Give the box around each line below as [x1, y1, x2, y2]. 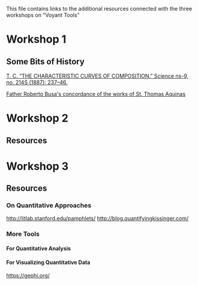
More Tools [6, 230, 40, 238]
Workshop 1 [6, 32, 67, 46]
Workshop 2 [6, 111, 69, 125]
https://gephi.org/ [6, 272, 50, 279]
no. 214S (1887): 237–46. [6, 79, 68, 86]
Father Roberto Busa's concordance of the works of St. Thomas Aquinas [6, 90, 186, 97]
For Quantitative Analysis [6, 245, 71, 252]
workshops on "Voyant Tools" [6, 11, 80, 19]
